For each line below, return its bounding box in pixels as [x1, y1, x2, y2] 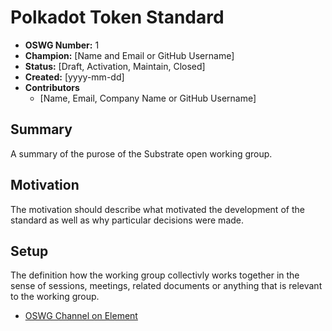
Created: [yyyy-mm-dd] [24, 71, 125, 83]
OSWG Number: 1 [24, 39, 100, 51]
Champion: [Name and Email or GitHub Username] [24, 49, 235, 61]
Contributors [24, 81, 80, 93]
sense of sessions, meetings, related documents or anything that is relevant [10, 280, 323, 292]
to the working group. [10, 291, 100, 303]
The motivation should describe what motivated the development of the [10, 203, 305, 215]
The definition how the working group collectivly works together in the [10, 269, 300, 281]
